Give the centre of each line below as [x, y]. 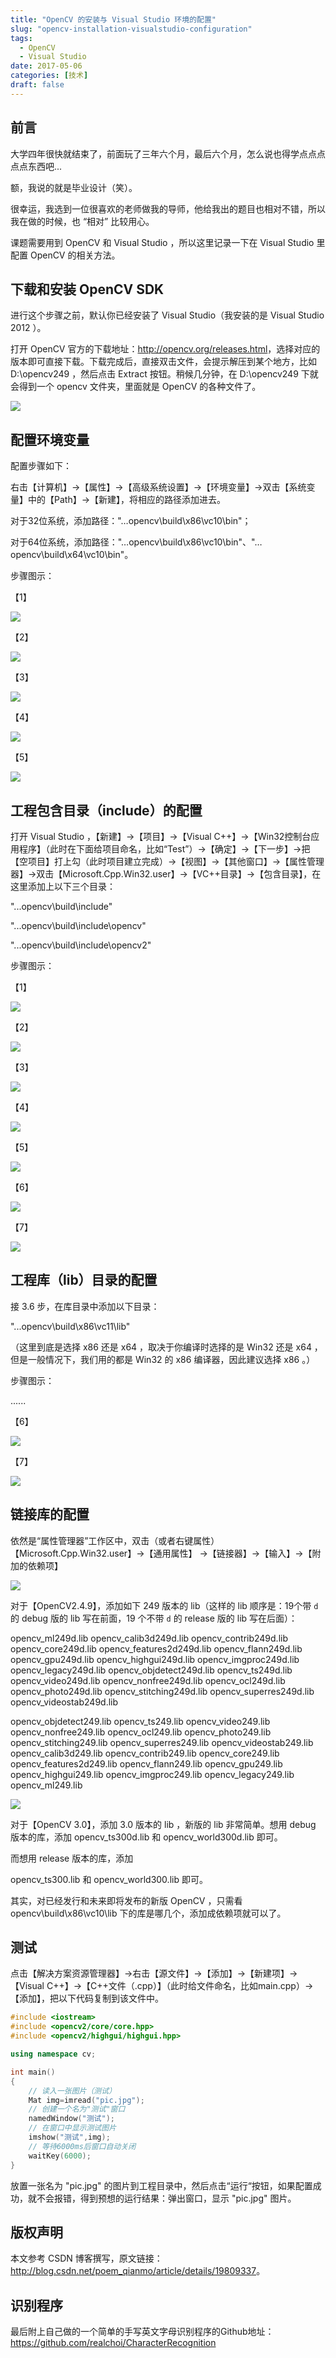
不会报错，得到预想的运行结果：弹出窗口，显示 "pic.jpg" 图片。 [166, 2198]
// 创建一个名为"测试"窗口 [77, 2109]
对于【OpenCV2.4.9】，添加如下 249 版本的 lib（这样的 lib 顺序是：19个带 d [164, 1605]
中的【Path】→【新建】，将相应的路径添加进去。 [127, 500]
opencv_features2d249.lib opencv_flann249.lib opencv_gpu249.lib [146, 1763]
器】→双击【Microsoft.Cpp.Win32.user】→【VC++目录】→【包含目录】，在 [166, 874]
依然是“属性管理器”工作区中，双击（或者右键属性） [115, 1540]
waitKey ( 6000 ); [60, 2156]
